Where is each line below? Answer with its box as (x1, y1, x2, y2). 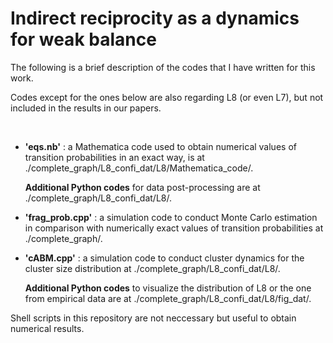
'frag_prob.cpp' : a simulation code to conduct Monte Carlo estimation (24, 211, 318, 223)
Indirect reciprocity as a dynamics (10, 7, 300, 30)
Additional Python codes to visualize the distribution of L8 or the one (24, 282, 312, 294)
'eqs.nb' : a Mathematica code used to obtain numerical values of (24, 140, 297, 152)
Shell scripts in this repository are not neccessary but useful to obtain (10, 312, 297, 324)
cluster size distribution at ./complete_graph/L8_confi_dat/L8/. (24, 262, 281, 274)
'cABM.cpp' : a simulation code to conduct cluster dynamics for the (24, 252, 305, 264)
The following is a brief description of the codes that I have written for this (10, 61, 316, 73)
